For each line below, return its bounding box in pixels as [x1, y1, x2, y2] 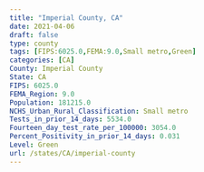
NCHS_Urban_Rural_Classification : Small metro [9, 106, 189, 116]
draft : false [9, 30, 59, 39]
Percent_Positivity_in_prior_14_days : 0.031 [9, 132, 180, 141]
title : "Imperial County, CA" [9, 13, 124, 23]
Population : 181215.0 [9, 97, 92, 107]
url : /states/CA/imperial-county [9, 148, 136, 157]
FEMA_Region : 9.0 [9, 89, 75, 98]
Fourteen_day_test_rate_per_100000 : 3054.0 [9, 124, 177, 133]
